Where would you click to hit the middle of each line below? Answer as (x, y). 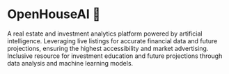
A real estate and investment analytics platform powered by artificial (105, 34)
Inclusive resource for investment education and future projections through (115, 56)
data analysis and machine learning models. (70, 63)
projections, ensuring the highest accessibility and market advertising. (108, 48)
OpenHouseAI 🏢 (54, 14)
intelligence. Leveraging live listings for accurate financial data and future (112, 40)
